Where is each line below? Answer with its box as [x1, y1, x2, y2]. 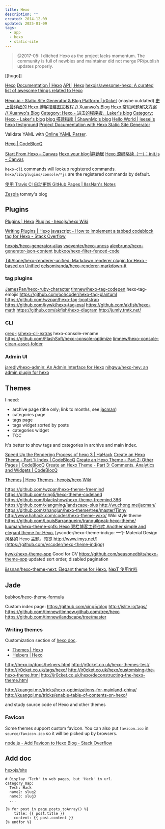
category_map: [5, 781, 34, 786]
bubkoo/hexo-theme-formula [5, 594, 64, 600]
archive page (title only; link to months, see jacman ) [12, 406, 117, 412]
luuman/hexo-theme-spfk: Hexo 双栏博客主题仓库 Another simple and [5, 523, 146, 529]
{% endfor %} [5, 820, 32, 825]
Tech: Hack [9, 785, 32, 790]
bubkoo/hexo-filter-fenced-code [54, 248, 120, 254]
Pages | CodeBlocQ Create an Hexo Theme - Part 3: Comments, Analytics [5, 462, 155, 468]
